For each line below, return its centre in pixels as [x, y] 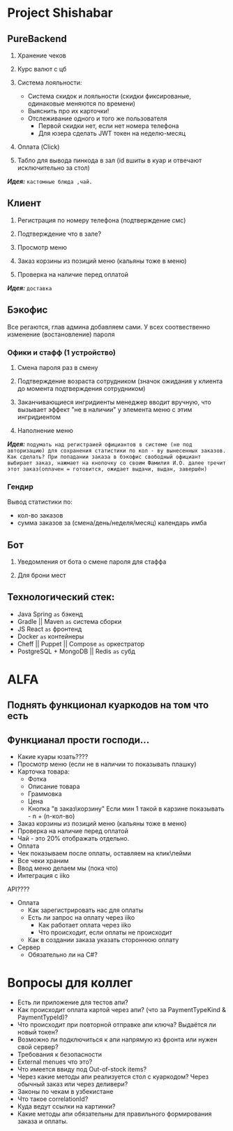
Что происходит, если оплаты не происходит [105, 932]
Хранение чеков [42, 55]
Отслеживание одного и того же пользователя [97, 118]
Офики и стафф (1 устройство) [62, 353]
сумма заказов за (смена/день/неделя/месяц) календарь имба [112, 523]
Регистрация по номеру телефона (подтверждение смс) [102, 220]
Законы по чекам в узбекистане [65, 1092]
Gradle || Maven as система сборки [69, 621]
